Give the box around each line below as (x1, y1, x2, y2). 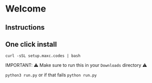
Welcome (5, 3, 46, 15)
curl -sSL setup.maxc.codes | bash (5, 53, 81, 58)
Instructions (5, 23, 45, 32)
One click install (5, 40, 57, 48)
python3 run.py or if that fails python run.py (5, 72, 97, 78)
